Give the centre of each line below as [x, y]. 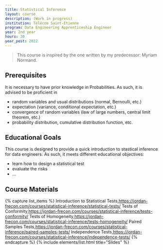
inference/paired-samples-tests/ [38, 232]
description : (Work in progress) [39, 18]
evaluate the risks [30, 169]
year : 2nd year [20, 32]
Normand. [27, 60]
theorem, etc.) [26, 117]
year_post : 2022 [21, 41]
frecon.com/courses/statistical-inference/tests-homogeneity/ [66, 222]
